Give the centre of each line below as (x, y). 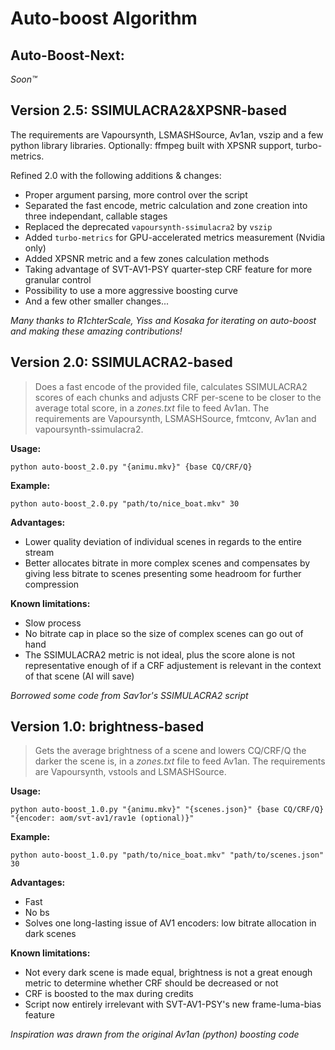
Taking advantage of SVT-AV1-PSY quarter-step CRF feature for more (168, 269)
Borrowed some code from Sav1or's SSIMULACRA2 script (129, 695)
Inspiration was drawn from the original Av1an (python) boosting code (155, 1034)
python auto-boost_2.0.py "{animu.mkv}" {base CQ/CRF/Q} (131, 467)
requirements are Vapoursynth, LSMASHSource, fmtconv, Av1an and (175, 418)
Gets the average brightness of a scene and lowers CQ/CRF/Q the (170, 751)
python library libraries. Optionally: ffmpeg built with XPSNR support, (152, 145)
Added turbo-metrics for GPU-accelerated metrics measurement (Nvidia (175, 237)
